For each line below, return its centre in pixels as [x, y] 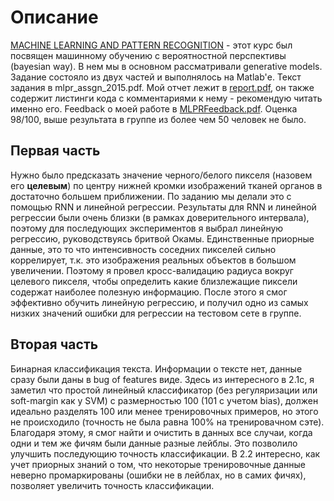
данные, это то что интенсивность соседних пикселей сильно [143, 249]
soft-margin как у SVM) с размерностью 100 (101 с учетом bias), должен [164, 400]
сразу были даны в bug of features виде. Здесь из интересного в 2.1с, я [162, 379]
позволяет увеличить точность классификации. [112, 485]
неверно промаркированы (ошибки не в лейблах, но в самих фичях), [158, 475]
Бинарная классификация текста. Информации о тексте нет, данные [156, 368]
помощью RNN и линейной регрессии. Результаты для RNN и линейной [163, 207]
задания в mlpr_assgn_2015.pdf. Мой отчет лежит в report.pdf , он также [162, 87]
